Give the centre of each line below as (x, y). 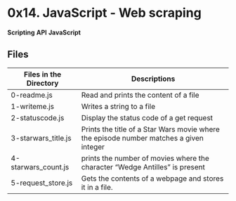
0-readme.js (32, 95)
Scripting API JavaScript (44, 32)
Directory (42, 83)
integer (93, 147)
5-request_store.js (42, 183)
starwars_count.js (40, 167)
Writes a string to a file (118, 106)
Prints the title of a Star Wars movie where (150, 129)
